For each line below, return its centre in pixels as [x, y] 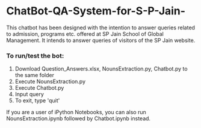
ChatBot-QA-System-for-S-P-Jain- [96, 11]
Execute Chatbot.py [39, 88]
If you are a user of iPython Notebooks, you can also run [76, 112]
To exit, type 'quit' [37, 100]
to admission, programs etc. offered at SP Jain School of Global [85, 33]
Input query [29, 95]
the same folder [34, 75]
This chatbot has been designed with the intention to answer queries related [101, 28]
